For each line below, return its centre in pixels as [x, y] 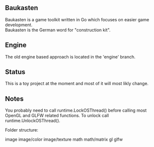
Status [15, 72]
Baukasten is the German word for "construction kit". [58, 30]
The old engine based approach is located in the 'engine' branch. [70, 57]
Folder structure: [22, 130]
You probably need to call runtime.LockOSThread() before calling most [76, 110]
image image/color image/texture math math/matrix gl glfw [64, 139]
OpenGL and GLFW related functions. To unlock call [57, 116]
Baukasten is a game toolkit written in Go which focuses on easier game [77, 19]
